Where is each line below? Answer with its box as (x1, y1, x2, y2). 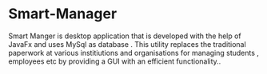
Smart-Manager (8, 5, 118, 23)
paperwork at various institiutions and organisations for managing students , (8, 48, 260, 57)
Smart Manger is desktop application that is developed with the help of (8, 31, 241, 41)
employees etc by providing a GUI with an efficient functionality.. (8, 56, 221, 66)
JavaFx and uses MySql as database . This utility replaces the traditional (8, 39, 246, 49)
